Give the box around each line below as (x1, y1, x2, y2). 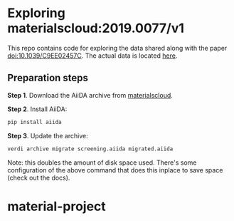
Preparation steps (7, 72, 89, 84)
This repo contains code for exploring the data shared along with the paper (7, 43, 228, 52)
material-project (7, 198, 107, 215)
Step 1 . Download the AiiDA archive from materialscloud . (7, 91, 173, 99)
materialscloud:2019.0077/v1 (7, 20, 185, 36)
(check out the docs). (7, 173, 70, 182)
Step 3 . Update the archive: (7, 131, 88, 140)
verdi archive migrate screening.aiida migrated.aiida (7, 145, 174, 153)
